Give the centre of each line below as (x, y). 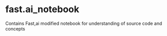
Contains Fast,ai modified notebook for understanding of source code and (84, 23)
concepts (15, 28)
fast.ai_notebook (42, 9)
